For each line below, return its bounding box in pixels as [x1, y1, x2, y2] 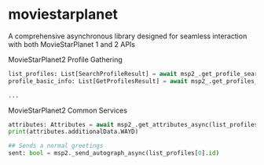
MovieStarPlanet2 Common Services [8, 106, 128, 115]
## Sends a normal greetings [8, 142, 104, 150]
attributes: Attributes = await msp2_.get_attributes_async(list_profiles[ [8, 120, 262, 128]
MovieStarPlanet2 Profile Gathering [8, 55, 123, 64]
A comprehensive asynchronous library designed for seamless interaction [8, 31, 247, 41]
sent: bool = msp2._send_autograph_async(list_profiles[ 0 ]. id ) [8, 149, 220, 157]
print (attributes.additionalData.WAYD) [8, 127, 139, 136]
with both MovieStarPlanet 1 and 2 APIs [8, 39, 136, 48]
